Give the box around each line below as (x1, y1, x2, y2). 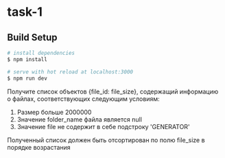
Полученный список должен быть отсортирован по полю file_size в (7, 135, 205, 144)
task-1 (7, 4, 43, 20)
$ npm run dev (7, 75, 48, 82)
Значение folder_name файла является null (16, 115, 143, 124)
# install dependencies (7, 49, 75, 56)
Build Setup (7, 32, 58, 43)
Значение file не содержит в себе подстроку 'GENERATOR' (16, 122, 190, 131)
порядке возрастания (7, 143, 71, 151)
